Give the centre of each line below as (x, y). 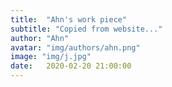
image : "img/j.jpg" (51, 57)
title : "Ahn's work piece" (69, 19)
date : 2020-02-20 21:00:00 (71, 66)
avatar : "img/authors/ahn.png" (75, 47)
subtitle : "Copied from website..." (86, 29)
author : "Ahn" (40, 38)
